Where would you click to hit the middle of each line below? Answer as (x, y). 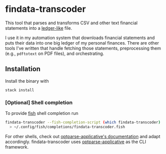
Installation (23, 69)
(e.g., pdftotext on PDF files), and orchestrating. (55, 53)
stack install (20, 90)
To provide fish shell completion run (42, 113)
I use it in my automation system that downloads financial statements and (80, 38)
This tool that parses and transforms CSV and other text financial (71, 23)
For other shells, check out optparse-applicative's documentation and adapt (83, 136)
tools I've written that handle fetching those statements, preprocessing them (83, 48)
